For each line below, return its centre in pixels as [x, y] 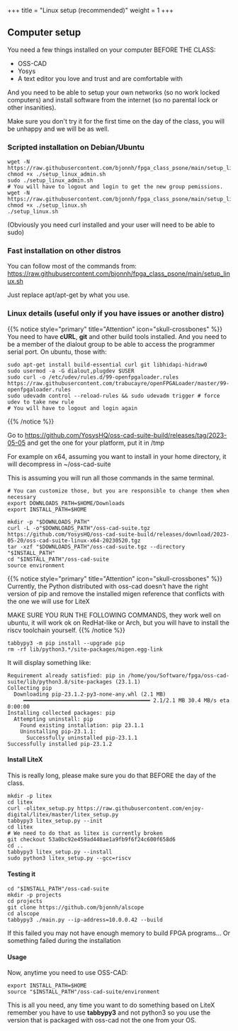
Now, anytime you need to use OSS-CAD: [68, 973]
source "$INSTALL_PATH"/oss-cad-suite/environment [84, 992]
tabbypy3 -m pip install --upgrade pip [66, 643]
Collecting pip [30, 688]
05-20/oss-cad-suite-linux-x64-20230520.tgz [74, 540]
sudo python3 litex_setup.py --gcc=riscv [69, 858]
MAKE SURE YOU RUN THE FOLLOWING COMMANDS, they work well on [114, 615]
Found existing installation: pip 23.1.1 [82, 725]
